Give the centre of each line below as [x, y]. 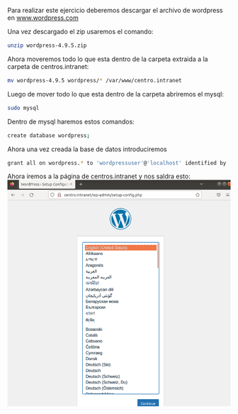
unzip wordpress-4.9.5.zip [47, 45]
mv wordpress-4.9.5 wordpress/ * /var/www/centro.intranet [95, 80]
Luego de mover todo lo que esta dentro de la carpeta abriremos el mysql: [116, 94]
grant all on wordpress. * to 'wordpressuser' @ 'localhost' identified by [117, 163]
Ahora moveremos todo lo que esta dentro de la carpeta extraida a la [108, 59]
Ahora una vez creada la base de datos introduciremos [87, 149]
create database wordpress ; [49, 135]
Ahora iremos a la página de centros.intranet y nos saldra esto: [99, 176]
